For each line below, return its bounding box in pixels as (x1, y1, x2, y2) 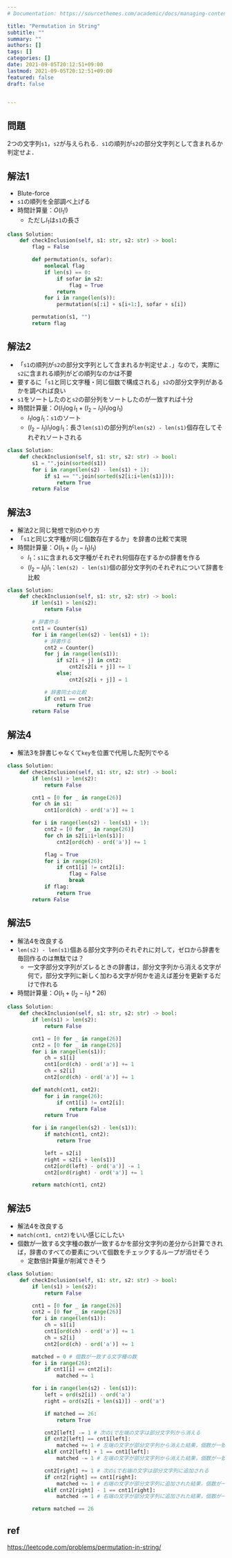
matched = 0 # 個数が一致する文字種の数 (32, 1353, 137, 1360)
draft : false (7, 80, 45, 87)
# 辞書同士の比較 (43, 688, 87, 695)
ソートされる (46, 433, 83, 442)
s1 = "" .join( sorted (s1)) (32, 460, 107, 467)
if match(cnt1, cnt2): (43, 1131, 110, 1138)
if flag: (43, 883, 70, 890)
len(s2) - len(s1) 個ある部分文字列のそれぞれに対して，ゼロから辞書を (17, 945, 221, 954)
